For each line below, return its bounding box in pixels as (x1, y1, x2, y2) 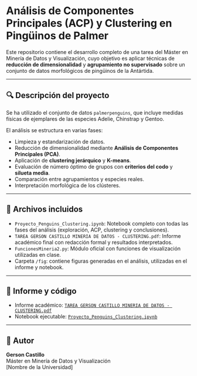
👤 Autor (6, 335, 35, 345)
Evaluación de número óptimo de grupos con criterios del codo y (14, 163, 173, 170)
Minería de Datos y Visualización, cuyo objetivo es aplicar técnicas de (6, 55, 175, 62)
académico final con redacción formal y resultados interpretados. (14, 239, 173, 246)
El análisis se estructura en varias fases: (6, 126, 103, 133)
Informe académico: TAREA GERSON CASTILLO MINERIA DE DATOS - (14, 301, 170, 309)
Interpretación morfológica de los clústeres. (14, 182, 121, 189)
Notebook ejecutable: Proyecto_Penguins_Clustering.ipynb (14, 313, 158, 320)
